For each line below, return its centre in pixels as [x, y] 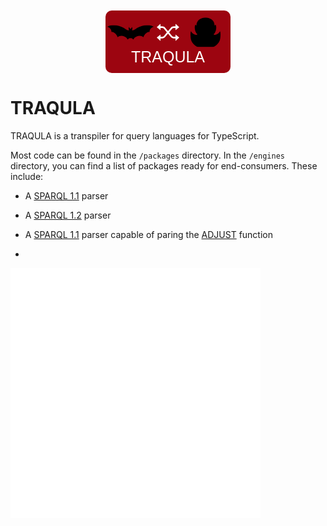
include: [27, 176]
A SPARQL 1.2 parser [68, 215]
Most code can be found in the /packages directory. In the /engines [147, 155]
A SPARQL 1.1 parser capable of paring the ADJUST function [148, 234]
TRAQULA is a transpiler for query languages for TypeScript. [135, 135]
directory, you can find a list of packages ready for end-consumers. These [164, 165]
